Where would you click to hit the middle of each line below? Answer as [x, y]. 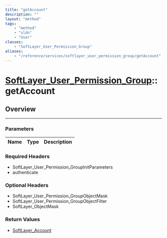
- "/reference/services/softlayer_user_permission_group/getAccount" [88, 56]
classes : [14, 42]
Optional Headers [27, 185]
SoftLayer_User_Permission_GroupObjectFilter [60, 201]
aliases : [14, 51]
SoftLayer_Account [32, 230]
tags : [11, 24]
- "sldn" [23, 33]
